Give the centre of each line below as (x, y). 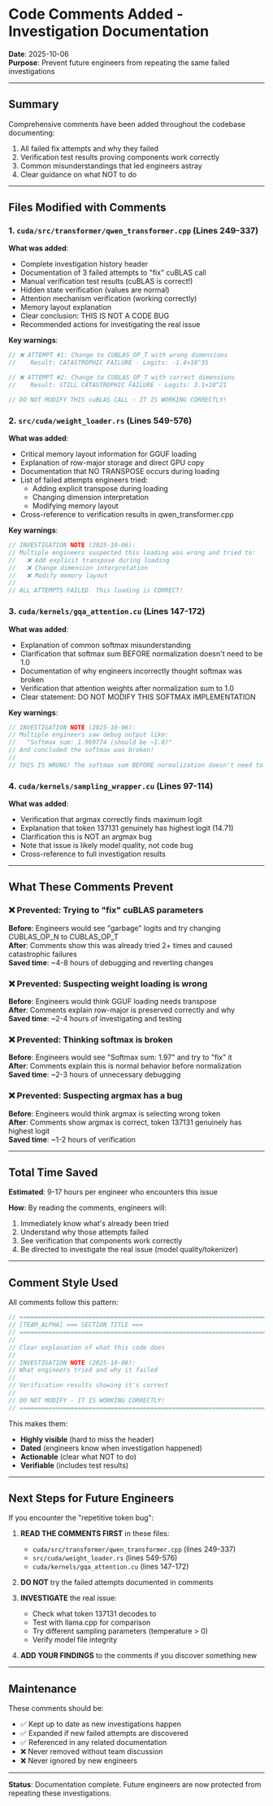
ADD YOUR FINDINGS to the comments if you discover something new (139, 1656)
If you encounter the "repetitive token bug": (81, 1518)
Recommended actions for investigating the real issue (110, 324)
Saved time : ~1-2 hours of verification (72, 1139)
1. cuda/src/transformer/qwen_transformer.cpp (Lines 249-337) (133, 231)
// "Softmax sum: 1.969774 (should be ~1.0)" (91, 742)
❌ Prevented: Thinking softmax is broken (91, 1039)
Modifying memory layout (76, 506)
